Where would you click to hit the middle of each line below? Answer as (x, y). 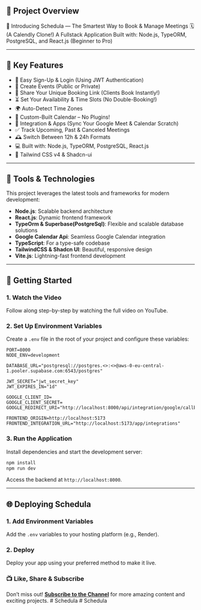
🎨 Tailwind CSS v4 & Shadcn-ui (54, 154)
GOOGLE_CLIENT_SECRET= (34, 402)
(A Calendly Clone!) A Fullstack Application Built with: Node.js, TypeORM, (97, 34)
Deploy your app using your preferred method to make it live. (81, 563)
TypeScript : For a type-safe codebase (63, 243)
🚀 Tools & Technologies (51, 179)
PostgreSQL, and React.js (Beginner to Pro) (59, 41)
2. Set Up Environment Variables (54, 326)
